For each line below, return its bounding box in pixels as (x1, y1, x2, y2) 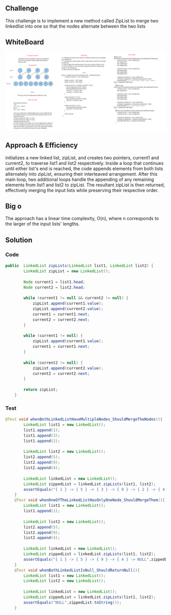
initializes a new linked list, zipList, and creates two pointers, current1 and (5, 154, 159, 160)
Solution (5, 235, 33, 244)
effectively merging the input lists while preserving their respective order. (5, 187, 159, 193)
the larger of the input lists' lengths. (5, 221, 80, 227)
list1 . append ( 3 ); (23, 433, 60, 438)
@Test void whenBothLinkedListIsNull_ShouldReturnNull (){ (14, 567, 140, 573)
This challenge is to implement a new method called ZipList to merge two (5, 17, 159, 23)
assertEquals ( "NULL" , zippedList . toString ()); (23, 600, 122, 605)
